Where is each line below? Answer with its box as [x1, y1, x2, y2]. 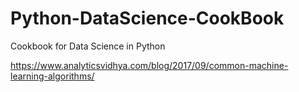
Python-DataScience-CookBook [10, 7, 285, 30]
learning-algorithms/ [10, 70, 95, 82]
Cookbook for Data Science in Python [10, 40, 166, 52]
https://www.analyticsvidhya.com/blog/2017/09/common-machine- [10, 59, 289, 71]
